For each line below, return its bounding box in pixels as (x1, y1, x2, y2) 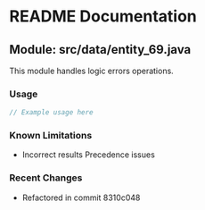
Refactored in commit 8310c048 (21, 192, 141, 203)
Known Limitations (9, 130, 93, 142)
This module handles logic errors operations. (9, 65, 174, 76)
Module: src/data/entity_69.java (9, 42, 192, 57)
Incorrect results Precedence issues (21, 149, 156, 160)
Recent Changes (9, 172, 83, 184)
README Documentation (9, 6, 198, 27)
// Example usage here (9, 108, 94, 117)
